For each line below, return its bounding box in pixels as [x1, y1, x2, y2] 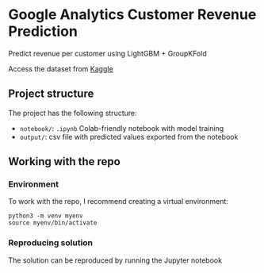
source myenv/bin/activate [8, 219, 98, 227]
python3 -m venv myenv [8, 212, 83, 220]
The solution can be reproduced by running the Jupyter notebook [8, 256, 223, 265]
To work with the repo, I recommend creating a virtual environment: [8, 197, 228, 206]
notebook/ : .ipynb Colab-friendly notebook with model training [19, 123, 224, 133]
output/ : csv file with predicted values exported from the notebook [19, 132, 239, 141]
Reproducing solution [8, 237, 94, 248]
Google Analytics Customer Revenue [8, 6, 257, 24]
